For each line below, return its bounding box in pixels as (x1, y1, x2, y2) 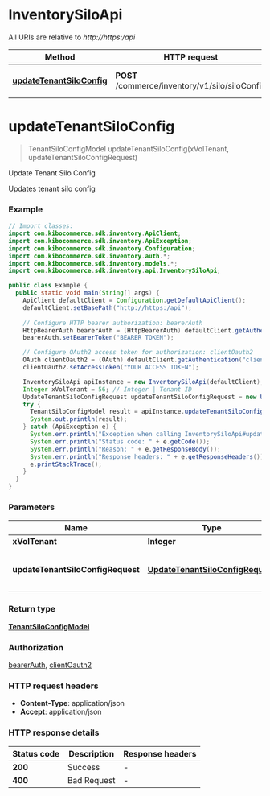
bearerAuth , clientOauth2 (8, 660, 92, 670)
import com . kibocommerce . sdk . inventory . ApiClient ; (8, 229, 182, 238)
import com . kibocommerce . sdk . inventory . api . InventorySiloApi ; (8, 267, 221, 275)
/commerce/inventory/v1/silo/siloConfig (115, 80, 267, 91)
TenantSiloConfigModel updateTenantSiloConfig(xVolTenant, (27, 143, 229, 154)
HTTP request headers (8, 680, 99, 691)
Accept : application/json (19, 707, 102, 717)
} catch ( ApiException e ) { (22, 423, 117, 431)
